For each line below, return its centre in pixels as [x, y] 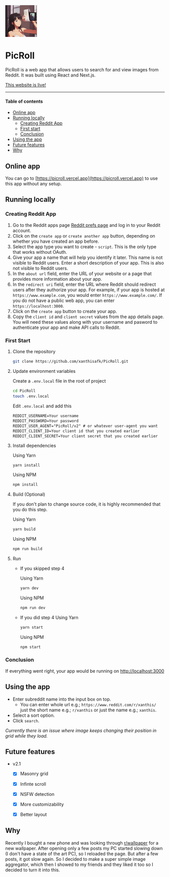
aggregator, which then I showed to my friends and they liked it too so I [79, 864]
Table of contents [24, 101]
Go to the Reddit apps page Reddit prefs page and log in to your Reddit [87, 225]
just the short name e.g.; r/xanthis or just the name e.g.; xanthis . [88, 710]
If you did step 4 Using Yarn [49, 617]
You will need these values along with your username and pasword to [85, 322]
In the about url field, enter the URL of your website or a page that [82, 274]
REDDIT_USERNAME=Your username [46, 416]
